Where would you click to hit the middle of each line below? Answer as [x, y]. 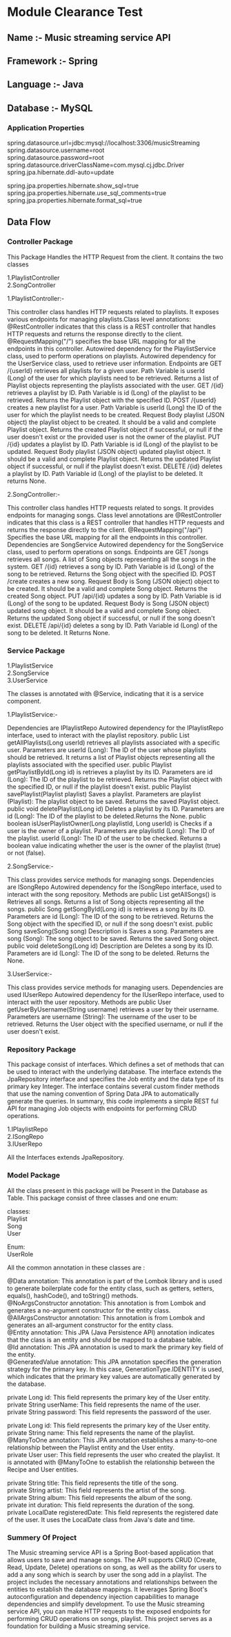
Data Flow [29, 222]
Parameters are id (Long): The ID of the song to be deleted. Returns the [108, 953]
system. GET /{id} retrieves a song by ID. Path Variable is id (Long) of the [111, 566]
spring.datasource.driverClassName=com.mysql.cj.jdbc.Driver [96, 165]
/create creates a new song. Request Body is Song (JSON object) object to [113, 581]
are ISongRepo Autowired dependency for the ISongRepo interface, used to [114, 887]
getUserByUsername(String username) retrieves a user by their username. [113, 1009]
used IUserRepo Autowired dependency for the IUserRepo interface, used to [116, 995]
